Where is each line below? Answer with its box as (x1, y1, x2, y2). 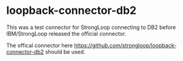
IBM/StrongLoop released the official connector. (6, 30, 126, 37)
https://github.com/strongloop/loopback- (74, 42, 177, 49)
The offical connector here (6, 42, 73, 49)
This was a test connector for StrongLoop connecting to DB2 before (6, 24, 176, 31)
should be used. (45, 48, 86, 55)
